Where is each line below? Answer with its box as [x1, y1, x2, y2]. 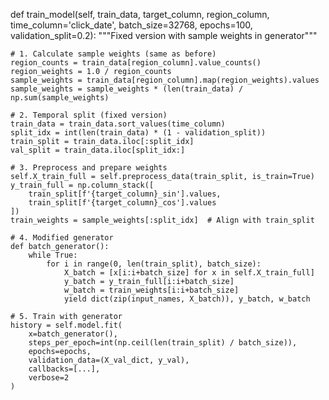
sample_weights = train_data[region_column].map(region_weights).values [10, 75, 320, 85]
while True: [28, 250, 78, 260]
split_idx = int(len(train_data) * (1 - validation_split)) [10, 128, 267, 138]
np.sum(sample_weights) [10, 93, 110, 103]
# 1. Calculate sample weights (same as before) [10, 49, 217, 59]
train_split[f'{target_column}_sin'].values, [28, 189, 222, 199]
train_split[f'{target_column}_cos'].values [28, 198, 217, 208]
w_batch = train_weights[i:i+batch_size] [63, 285, 240, 295]
